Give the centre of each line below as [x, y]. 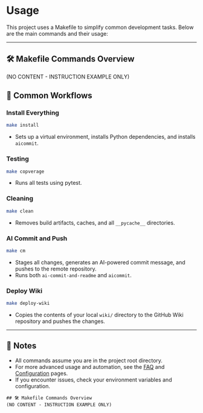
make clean [20, 211]
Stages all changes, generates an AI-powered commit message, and [100, 262]
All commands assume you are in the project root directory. [89, 360]
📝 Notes [21, 346]
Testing [18, 159]
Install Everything [33, 113]
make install [23, 125]
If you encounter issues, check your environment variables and [93, 379]
